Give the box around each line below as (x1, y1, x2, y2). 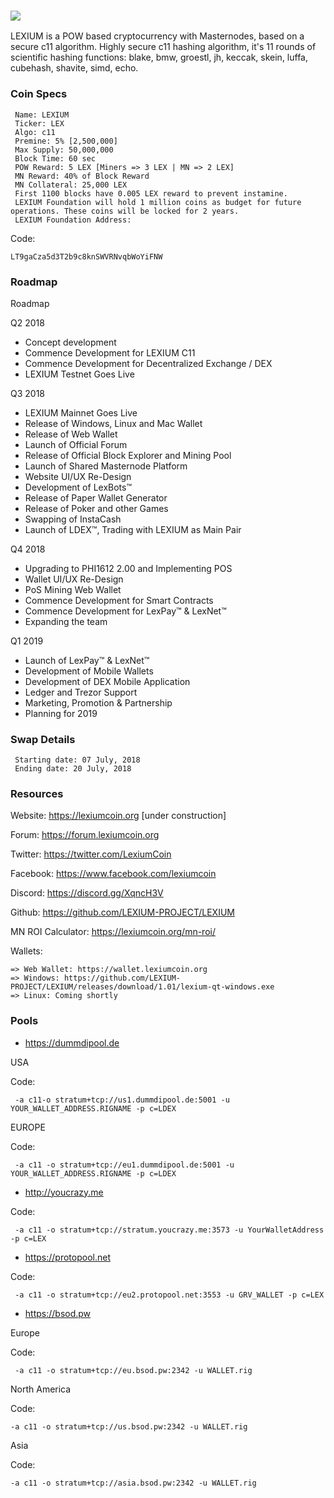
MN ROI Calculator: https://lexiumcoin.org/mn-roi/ (10, 926, 216, 938)
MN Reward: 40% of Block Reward (14, 171, 150, 181)
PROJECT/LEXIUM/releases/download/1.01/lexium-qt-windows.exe (10, 982, 275, 992)
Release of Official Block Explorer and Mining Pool (24, 449, 232, 461)
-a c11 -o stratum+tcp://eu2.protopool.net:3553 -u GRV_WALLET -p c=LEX (14, 1290, 325, 1300)
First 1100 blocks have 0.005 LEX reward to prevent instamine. (14, 188, 288, 199)
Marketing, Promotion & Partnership (24, 696, 173, 709)
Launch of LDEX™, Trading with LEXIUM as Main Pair (24, 523, 242, 535)
